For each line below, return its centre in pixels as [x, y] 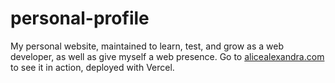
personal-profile [80, 18]
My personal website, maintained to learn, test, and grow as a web [147, 46]
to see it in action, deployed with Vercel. [92, 67]
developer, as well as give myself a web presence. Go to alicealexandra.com [167, 56]
